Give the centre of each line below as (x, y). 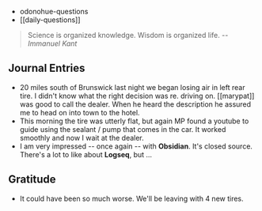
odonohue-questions (54, 11)
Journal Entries (47, 68)
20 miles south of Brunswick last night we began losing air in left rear (132, 87)
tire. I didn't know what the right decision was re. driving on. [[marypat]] (137, 96)
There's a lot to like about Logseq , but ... (86, 154)
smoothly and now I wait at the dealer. (82, 138)
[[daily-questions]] (50, 20)
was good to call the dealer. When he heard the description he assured (135, 104)
